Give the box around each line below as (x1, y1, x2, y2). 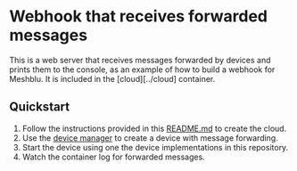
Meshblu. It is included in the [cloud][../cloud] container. (9, 73, 216, 84)
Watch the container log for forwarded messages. (21, 151, 205, 162)
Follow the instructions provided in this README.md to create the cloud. (21, 123, 287, 134)
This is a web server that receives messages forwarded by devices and (9, 54, 271, 65)
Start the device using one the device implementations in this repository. (21, 142, 289, 152)
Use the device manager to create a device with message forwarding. (21, 132, 278, 143)
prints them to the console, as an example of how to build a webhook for (9, 64, 276, 75)
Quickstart (9, 100, 70, 115)
